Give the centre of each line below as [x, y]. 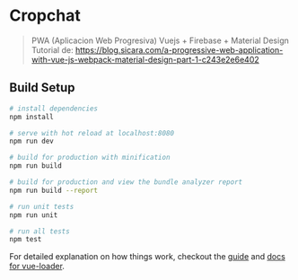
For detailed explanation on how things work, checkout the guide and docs [147, 257]
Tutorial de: [52, 49]
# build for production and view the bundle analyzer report [126, 182]
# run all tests [39, 231]
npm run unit [34, 215]
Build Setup [42, 87]
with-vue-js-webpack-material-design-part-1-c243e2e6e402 [145, 59]
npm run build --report [54, 190]
